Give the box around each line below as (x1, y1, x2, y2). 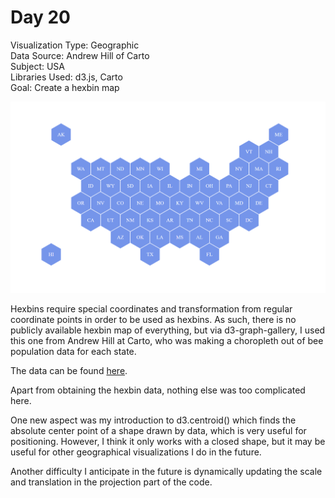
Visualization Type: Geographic (10, 39, 140, 51)
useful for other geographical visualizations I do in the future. (10, 446, 262, 458)
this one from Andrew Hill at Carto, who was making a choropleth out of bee (10, 335, 324, 347)
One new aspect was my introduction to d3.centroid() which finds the (10, 414, 297, 426)
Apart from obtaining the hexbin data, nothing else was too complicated (10, 384, 306, 396)
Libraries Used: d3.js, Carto (10, 71, 123, 83)
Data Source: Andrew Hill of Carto (10, 49, 150, 61)
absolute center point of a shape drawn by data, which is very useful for (10, 425, 307, 437)
